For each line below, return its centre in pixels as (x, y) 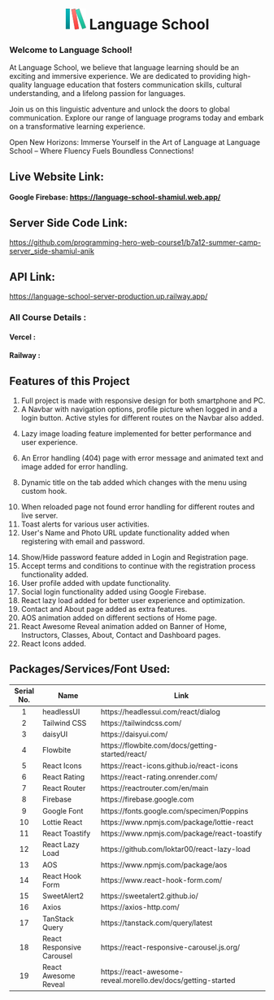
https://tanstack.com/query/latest (157, 923)
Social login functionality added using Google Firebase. (113, 592)
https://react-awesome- (142, 972)
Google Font (63, 810)
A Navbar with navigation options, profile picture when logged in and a (139, 409)
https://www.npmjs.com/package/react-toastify (182, 833)
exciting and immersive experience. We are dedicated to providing (120, 76)
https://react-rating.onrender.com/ (159, 776)
